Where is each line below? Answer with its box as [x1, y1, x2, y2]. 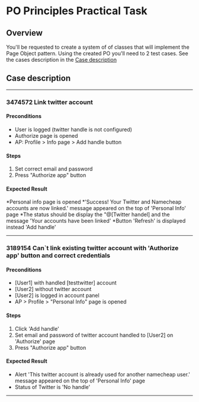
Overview [6, 28, 43, 38]
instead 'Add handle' [6, 224, 56, 231]
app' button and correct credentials [6, 251, 111, 259]
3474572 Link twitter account [6, 98, 94, 106]
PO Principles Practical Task [6, 4, 148, 18]
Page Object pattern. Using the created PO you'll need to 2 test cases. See [6, 50, 188, 57]
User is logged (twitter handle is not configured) [14, 126, 132, 133]
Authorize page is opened [14, 132, 78, 139]
